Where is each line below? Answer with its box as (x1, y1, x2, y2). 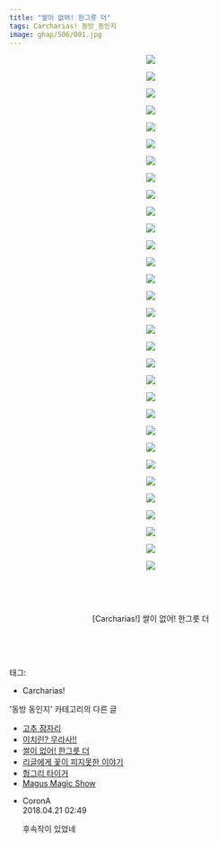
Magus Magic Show (22, 778, 96, 789)
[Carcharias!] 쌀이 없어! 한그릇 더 (92, 614, 210, 624)
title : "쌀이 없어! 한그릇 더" (9, 13, 111, 22)
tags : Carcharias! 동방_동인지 (9, 22, 117, 31)
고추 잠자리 (22, 723, 62, 734)
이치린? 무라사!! (22, 734, 78, 745)
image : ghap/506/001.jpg (9, 30, 102, 39)
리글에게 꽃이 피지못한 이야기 (22, 757, 124, 767)
